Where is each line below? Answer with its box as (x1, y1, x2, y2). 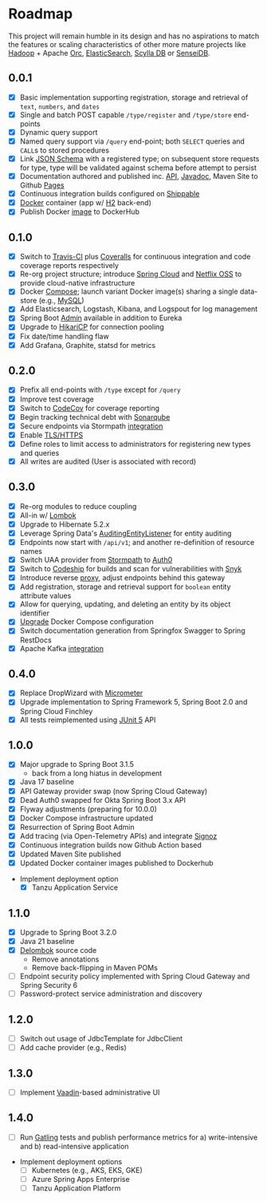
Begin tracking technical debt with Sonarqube (19, 412, 171, 421)
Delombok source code (19, 946, 97, 955)
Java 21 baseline (19, 937, 75, 946)
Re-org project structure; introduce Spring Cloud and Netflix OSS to (19, 269, 242, 279)
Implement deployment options (19, 1156, 123, 1166)
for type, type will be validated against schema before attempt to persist (19, 163, 257, 172)
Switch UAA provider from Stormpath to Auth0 (19, 555, 173, 565)
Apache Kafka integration (19, 643, 104, 653)
